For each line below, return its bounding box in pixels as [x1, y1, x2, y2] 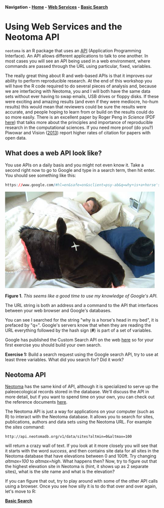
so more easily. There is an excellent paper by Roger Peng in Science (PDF [5, 114, 155, 120]
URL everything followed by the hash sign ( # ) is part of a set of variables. [5, 327, 152, 333]
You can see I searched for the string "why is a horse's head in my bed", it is [5, 317, 159, 323]
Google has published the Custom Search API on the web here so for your [5, 337, 154, 343]
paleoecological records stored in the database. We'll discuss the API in [5, 389, 149, 395]
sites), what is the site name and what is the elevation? [5, 468, 115, 475]
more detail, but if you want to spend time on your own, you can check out [5, 394, 155, 400]
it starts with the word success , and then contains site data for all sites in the [5, 448, 159, 454]
